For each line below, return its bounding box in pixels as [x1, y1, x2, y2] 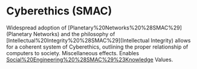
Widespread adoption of [6, 24, 67, 31]
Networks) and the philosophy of [33, 30, 115, 37]
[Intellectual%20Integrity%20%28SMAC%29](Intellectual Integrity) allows [6, 37, 191, 44]
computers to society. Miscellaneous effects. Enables [6, 49, 140, 56]
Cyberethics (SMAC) [6, 4, 112, 18]
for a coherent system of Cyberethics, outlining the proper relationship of [6, 43, 189, 50]
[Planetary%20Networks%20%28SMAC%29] [68, 24, 182, 31]
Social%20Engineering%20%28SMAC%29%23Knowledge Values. [6, 56, 173, 63]
